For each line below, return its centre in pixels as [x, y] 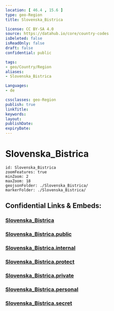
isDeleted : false [24, 39]
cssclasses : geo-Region [31, 100]
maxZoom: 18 [18, 181]
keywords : [16, 114]
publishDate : [19, 124]
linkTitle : [17, 109]
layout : [14, 119]
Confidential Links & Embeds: [53, 206]
